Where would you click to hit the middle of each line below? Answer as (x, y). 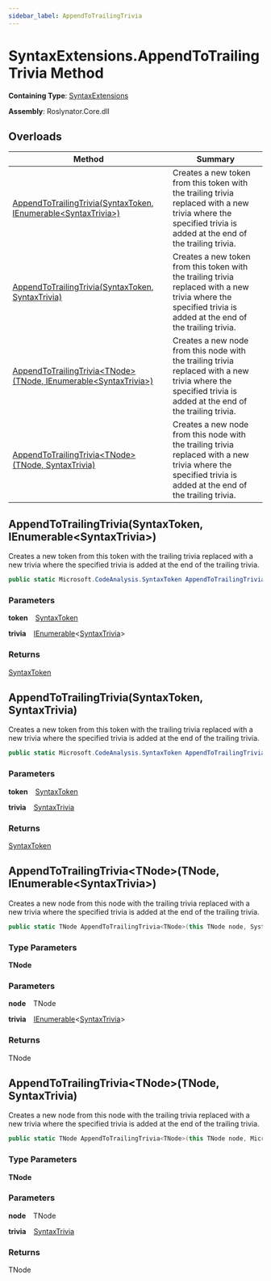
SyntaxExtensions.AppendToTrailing (134, 55)
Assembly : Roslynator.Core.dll (59, 111)
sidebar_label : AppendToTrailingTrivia (75, 16)
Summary (216, 159)
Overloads (35, 136)
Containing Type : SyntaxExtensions (69, 95)
